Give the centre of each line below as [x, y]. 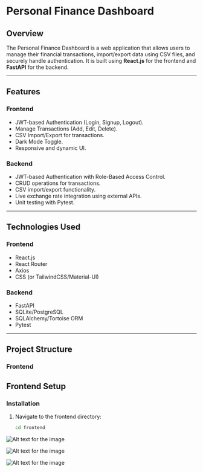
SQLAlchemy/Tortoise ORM [49, 318]
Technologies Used [43, 227]
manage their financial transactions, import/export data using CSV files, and [101, 54]
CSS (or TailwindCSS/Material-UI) [57, 277]
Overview [25, 34]
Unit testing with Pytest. [45, 202]
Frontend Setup [36, 386]
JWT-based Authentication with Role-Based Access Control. [90, 176]
